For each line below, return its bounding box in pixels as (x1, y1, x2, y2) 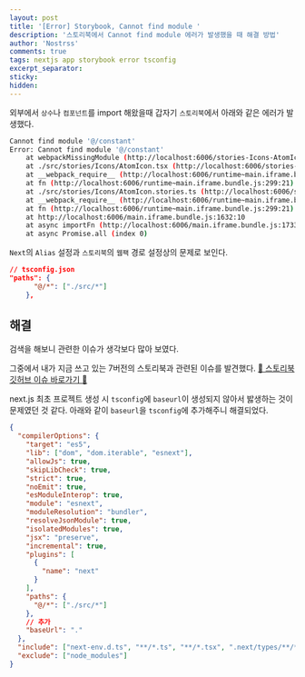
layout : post (9, 13, 59, 23)
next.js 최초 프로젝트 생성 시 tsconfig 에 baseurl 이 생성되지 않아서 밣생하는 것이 (9, 393, 293, 404)
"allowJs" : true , (25, 456, 92, 466)
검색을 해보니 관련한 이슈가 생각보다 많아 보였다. (9, 343, 180, 354)
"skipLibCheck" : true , (25, 465, 112, 474)
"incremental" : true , (25, 542, 107, 551)
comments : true (9, 47, 67, 56)
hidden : (9, 81, 39, 90)
